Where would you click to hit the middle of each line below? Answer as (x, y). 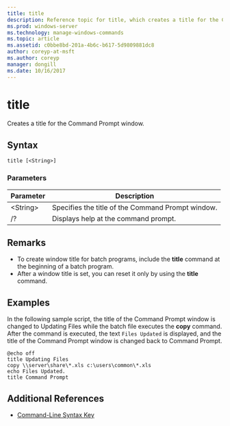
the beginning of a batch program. (65, 266)
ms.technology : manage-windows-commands (66, 33)
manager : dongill (32, 64)
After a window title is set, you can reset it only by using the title (107, 274)
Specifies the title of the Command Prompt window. (135, 208)
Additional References (56, 398)
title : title (26, 13)
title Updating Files (38, 360)
